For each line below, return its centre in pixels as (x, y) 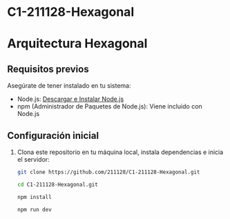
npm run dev (34, 209)
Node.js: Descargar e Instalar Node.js (70, 99)
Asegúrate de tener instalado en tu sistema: (69, 86)
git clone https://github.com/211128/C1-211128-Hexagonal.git (108, 172)
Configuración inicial (53, 135)
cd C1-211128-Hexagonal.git (57, 184)
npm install (34, 197)
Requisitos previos (48, 69)
